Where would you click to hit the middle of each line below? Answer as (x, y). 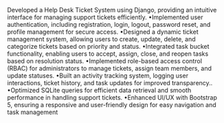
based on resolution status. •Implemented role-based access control (105, 61)
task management (33, 112)
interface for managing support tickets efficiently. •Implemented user (105, 17)
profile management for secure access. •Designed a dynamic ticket (103, 32)
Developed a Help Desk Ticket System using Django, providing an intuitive (112, 10)
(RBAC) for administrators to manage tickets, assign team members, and (109, 68)
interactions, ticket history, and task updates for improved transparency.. (110, 83)
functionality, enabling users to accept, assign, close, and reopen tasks (108, 54)
